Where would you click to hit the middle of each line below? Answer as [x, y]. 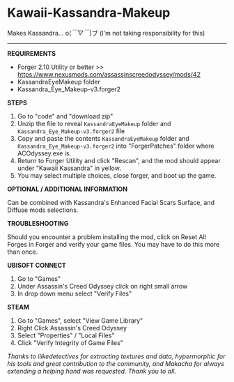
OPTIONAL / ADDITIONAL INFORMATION [67, 189]
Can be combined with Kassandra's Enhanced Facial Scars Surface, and [111, 202]
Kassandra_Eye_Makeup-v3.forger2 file [71, 131]
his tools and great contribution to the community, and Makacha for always [116, 363]
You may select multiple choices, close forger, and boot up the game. [117, 175]
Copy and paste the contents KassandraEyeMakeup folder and [103, 138]
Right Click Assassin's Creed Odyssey [72, 328]
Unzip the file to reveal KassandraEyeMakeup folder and [94, 123]
